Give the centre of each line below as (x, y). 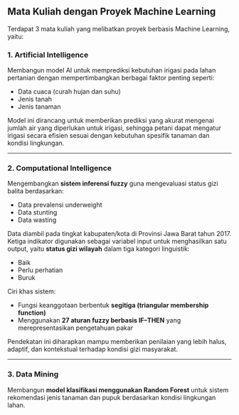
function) (32, 313)
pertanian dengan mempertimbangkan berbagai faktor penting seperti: (111, 78)
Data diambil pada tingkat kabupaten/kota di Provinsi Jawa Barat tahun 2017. (119, 234)
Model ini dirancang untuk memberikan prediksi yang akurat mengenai (111, 121)
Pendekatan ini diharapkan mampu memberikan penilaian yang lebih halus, (117, 342)
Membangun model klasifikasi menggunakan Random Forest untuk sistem (118, 389)
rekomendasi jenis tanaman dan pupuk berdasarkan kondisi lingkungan (112, 397)
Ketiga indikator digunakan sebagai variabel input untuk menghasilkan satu (117, 242)
